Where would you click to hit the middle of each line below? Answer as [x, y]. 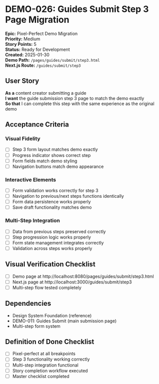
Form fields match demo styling [45, 161]
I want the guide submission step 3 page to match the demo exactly [75, 98]
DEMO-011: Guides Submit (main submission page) [64, 321]
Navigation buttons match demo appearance [58, 166]
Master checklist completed [41, 376]
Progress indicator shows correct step [51, 155]
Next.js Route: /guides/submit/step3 [43, 65]
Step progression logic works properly [51, 237]
